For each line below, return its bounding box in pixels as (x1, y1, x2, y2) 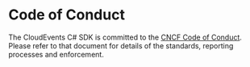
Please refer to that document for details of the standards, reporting (8, 40, 234, 50)
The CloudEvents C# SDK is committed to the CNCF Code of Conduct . (8, 32, 242, 42)
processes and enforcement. (8, 49, 105, 59)
